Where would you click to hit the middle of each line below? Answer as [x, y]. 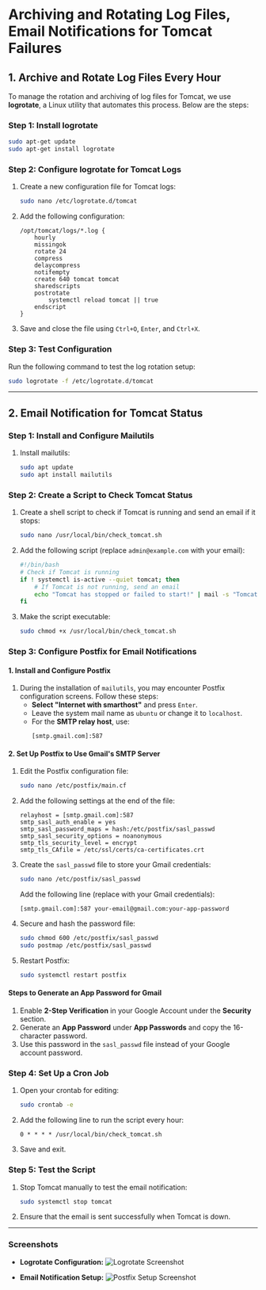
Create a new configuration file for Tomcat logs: [98, 187]
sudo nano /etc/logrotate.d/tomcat [78, 201]
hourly [45, 238]
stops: [30, 521]
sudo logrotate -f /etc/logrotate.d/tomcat [81, 381]
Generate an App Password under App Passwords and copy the [125, 1028]
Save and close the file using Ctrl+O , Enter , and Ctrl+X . [110, 329]
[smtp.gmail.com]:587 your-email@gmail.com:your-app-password [124, 909]
